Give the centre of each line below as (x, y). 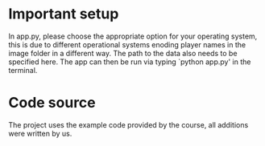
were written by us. (40, 133)
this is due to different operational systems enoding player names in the (127, 44)
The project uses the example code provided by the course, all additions (128, 124)
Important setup (64, 14)
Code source (52, 103)
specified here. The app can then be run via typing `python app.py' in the (130, 62)
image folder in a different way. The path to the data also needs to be (123, 53)
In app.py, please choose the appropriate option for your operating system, (133, 36)
